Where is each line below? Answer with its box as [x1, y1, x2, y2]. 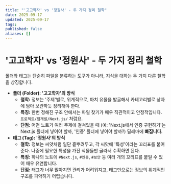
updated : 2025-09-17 [5, 17, 50, 22]
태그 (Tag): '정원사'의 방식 [12, 134, 65, 141]
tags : [5, 21, 17, 27]
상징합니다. [10, 79, 33, 85]
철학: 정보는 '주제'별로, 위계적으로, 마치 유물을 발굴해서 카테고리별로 [20, 96, 156, 102]
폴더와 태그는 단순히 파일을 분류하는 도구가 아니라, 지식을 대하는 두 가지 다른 [5, 73, 157, 79]
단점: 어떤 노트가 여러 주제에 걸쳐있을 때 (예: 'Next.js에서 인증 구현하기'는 [20, 122, 166, 128]
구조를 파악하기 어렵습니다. [20, 173, 74, 179]
